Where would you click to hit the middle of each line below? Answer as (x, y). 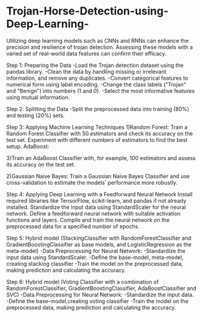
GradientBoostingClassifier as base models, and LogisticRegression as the (99, 244)
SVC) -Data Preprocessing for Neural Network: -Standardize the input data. (100, 295)
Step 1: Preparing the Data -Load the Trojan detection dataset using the (95, 65)
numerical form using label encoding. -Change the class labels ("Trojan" (96, 84)
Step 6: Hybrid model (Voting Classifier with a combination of (83, 281)
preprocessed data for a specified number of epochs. (73, 226)
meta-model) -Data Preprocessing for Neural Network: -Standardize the (96, 251)
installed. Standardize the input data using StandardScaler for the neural (96, 207)
